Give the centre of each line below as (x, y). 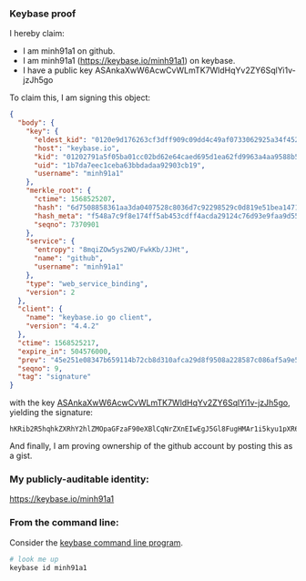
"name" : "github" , (68, 259)
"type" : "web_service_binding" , (87, 284)
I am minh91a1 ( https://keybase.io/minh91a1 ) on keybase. (129, 61)
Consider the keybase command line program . (97, 542)
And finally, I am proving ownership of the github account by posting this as (151, 446)
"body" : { (36, 123)
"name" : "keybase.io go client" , (89, 318)
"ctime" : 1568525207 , (75, 199)
